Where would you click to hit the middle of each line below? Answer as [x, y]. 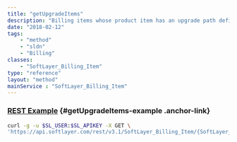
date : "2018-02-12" [36, 27]
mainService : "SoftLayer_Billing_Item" [68, 86]
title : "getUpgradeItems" [45, 14]
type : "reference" [34, 73]
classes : [20, 60]
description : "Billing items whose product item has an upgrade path [112, 20]
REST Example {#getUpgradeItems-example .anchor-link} [109, 111]
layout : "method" [33, 79]
